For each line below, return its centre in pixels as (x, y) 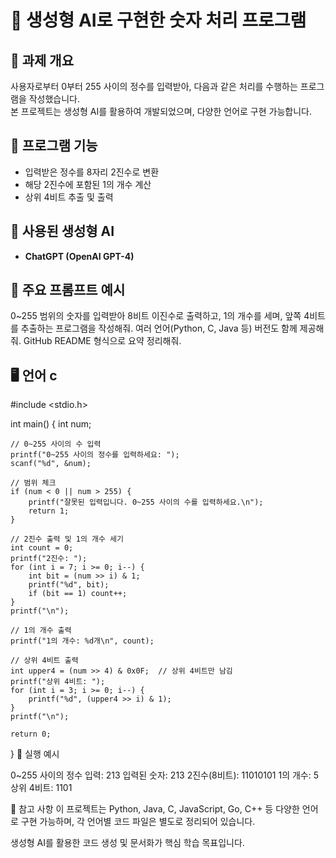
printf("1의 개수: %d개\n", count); (82, 641)
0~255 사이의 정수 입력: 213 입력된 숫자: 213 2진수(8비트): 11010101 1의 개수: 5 (165, 775)
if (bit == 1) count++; (78, 594)
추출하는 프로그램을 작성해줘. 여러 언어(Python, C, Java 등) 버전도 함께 (159, 328)
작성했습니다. (54, 99)
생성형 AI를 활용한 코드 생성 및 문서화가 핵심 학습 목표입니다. (127, 843)
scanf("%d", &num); (51, 464)
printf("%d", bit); (69, 585)
